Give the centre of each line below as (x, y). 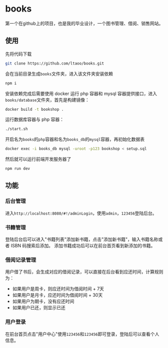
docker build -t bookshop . (35, 109)
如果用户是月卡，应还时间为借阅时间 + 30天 (57, 295)
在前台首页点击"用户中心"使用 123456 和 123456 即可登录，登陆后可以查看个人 (82, 334)
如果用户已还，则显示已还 (39, 308)
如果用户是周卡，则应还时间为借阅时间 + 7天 (58, 289)
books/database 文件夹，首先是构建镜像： (47, 100)
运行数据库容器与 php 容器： (35, 119)
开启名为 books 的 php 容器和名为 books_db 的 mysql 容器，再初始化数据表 (75, 140)
